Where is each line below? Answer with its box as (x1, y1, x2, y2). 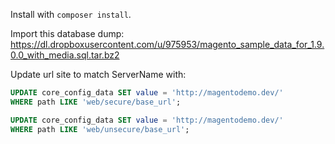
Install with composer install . (10, 9, 132, 20)
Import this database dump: (10, 28, 125, 39)
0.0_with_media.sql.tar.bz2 (10, 49, 120, 61)
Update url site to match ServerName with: (10, 69, 187, 80)
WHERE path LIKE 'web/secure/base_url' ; (10, 97, 182, 107)
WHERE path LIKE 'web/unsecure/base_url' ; (10, 124, 190, 134)
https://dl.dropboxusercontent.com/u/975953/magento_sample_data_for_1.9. (10, 39, 325, 50)
